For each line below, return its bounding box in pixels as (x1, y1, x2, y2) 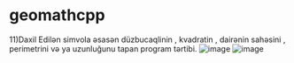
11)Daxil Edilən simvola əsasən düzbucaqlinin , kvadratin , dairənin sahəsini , (9, 34, 286, 45)
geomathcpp (9, 5, 105, 25)
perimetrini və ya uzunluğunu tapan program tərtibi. (9, 43, 197, 53)
